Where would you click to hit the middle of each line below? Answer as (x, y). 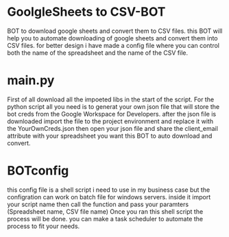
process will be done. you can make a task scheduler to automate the (105, 219)
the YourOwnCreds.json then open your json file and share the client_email (112, 128)
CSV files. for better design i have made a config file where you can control (113, 45)
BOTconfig (38, 171)
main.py (31, 80)
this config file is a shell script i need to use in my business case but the (109, 190)
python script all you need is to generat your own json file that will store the (113, 106)
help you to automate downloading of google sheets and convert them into (112, 38)
